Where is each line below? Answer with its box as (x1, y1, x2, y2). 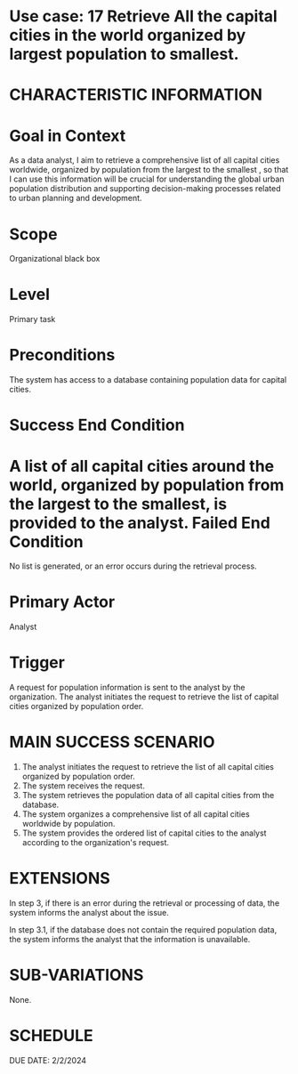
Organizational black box (9, 254, 101, 264)
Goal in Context (9, 125, 126, 146)
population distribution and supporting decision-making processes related (9, 183, 281, 194)
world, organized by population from (9, 474, 285, 495)
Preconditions (9, 345, 116, 366)
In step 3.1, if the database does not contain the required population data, (9, 925, 278, 935)
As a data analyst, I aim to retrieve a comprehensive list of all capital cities (9, 155, 280, 166)
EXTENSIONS (9, 868, 111, 889)
